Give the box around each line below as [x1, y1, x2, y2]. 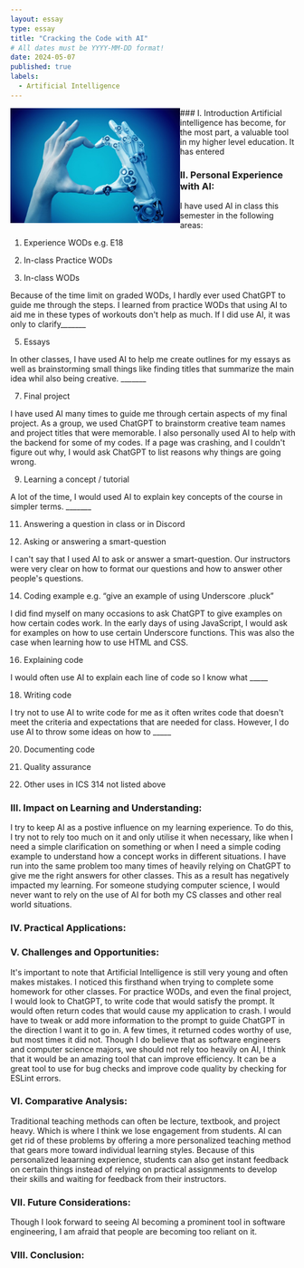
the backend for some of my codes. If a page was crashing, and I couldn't [10, 437, 286, 448]
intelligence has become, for [180, 117, 286, 128]
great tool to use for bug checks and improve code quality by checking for [10, 1062, 288, 1073]
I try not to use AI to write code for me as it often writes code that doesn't [10, 707, 284, 718]
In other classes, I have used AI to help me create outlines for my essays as [10, 354, 291, 365]
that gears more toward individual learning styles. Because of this [10, 1144, 255, 1155]
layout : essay [10, 14, 64, 24]
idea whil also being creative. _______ [10, 373, 147, 384]
